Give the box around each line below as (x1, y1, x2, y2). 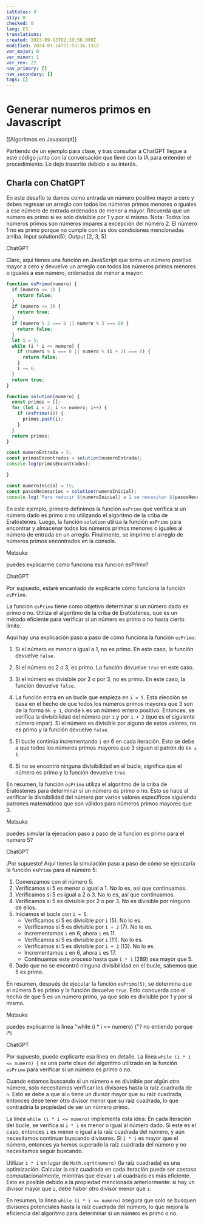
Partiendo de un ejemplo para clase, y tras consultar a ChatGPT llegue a (6, 147, 187, 155)
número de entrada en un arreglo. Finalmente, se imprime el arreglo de (6, 530, 183, 538)
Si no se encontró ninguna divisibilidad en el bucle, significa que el (15, 762, 182, 770)
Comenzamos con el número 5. (15, 878, 94, 885)
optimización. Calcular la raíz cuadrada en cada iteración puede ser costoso (6, 1165, 197, 1173)
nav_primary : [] (6, 65, 47, 72)
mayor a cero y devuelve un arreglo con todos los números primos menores (6, 262, 196, 270)
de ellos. (15, 904, 37, 911)
